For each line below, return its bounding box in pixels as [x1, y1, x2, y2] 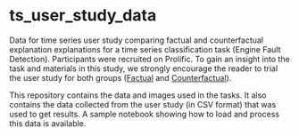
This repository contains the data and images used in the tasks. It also [9, 90, 267, 100]
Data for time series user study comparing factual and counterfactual [9, 35, 263, 45]
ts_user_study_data [9, 5, 157, 26]
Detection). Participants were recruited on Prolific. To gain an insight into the [9, 53, 290, 64]
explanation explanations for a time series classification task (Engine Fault [9, 44, 281, 54]
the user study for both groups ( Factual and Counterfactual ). [9, 72, 232, 83]
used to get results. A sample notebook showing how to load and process [9, 108, 279, 119]
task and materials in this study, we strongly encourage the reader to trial [9, 63, 278, 74]
